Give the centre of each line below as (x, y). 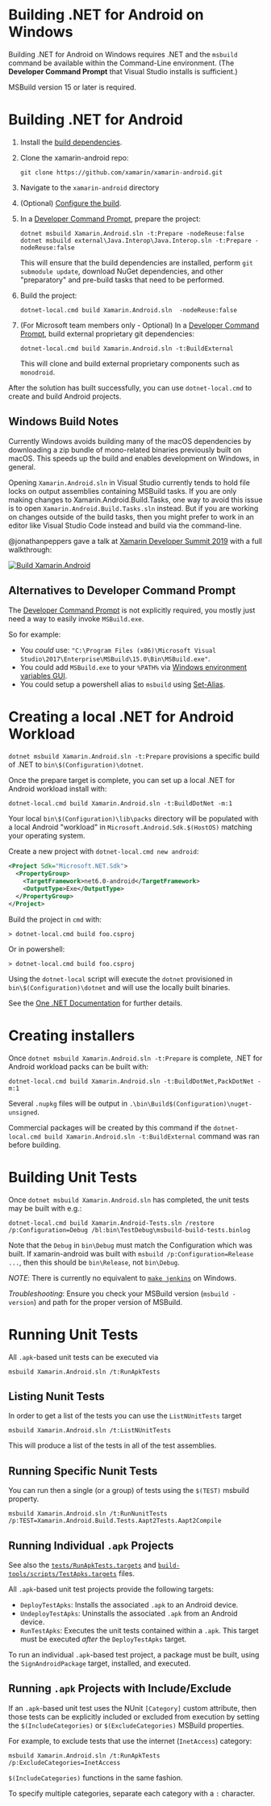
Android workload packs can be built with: (79, 1066)
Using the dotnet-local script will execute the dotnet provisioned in (121, 979)
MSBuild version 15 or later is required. (73, 87)
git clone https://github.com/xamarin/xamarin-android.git (121, 172)
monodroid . (38, 372)
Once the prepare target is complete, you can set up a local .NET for (122, 780)
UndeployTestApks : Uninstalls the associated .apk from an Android (129, 1613)
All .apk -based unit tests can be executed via (83, 1357)
